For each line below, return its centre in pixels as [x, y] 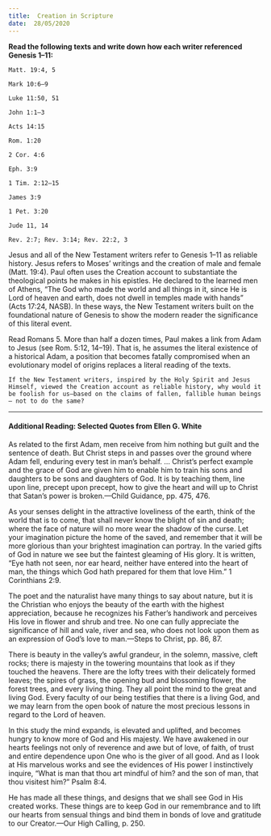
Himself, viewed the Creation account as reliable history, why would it [135, 386]
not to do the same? [50, 401]
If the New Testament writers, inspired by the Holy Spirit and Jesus [129, 380]
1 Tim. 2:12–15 [34, 183]
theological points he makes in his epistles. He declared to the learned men [133, 281]
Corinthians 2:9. [35, 580]
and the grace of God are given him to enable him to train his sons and [125, 470]
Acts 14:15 [27, 126]
